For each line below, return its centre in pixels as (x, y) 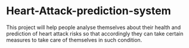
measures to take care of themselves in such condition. (74, 40)
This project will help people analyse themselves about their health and (94, 27)
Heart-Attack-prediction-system (89, 11)
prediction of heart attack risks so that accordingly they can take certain (95, 33)
